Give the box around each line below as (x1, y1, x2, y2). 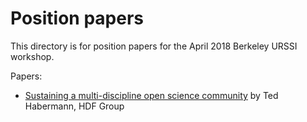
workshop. (10, 50, 55, 62)
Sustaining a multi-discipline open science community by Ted (24, 89, 279, 101)
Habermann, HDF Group (24, 100, 125, 112)
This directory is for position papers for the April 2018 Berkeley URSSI (10, 40, 298, 52)
